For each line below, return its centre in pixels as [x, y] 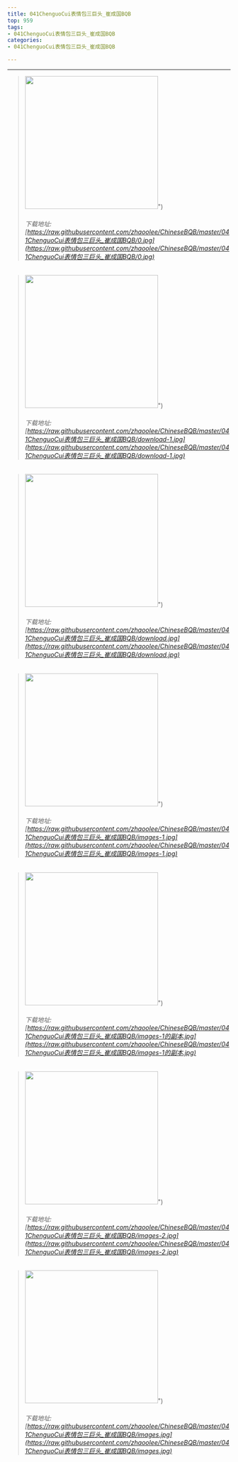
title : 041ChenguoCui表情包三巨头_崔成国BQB [69, 14]
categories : [25, 40]
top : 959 [20, 21]
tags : [15, 27]
